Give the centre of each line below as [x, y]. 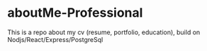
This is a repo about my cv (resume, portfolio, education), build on [104, 32]
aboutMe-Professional [75, 13]
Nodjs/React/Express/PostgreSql [55, 39]
